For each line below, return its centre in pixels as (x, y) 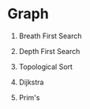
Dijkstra (31, 82)
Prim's (29, 97)
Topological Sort (45, 66)
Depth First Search (49, 51)
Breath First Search (50, 36)
